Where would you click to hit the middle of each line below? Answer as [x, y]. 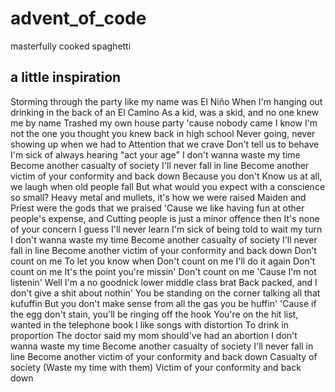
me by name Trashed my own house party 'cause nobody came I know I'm [164, 123]
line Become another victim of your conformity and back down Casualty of [164, 356]
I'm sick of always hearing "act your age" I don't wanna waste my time [155, 154]
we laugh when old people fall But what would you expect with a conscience [168, 186]
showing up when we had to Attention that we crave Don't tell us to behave [165, 144]
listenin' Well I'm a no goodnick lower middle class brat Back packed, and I [164, 282]
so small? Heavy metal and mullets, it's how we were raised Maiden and [158, 197]
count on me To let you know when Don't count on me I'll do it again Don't [163, 261]
